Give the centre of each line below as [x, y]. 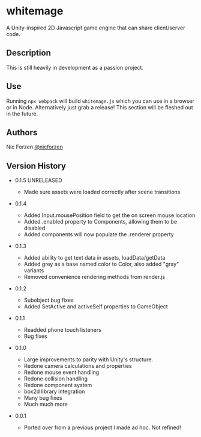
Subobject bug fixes [49, 300]
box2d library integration [54, 391]
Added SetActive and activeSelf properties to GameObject [96, 307]
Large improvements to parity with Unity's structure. [88, 359]
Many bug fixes [43, 398]
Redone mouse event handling [61, 372]
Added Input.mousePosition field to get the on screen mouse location [109, 215]
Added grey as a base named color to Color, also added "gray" [101, 264]
